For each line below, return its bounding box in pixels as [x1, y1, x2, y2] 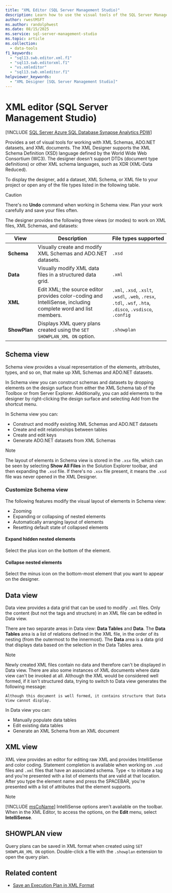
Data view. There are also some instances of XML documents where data [5, 667, 160, 673]
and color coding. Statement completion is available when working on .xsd [5, 762, 163, 768]
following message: [5, 683, 47, 690]
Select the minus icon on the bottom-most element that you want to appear [5, 571, 164, 577]
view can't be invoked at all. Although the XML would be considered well [5, 673, 159, 679]
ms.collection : [5, 41, 38, 46]
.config [112, 312, 131, 318]
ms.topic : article [5, 36, 45, 42]
